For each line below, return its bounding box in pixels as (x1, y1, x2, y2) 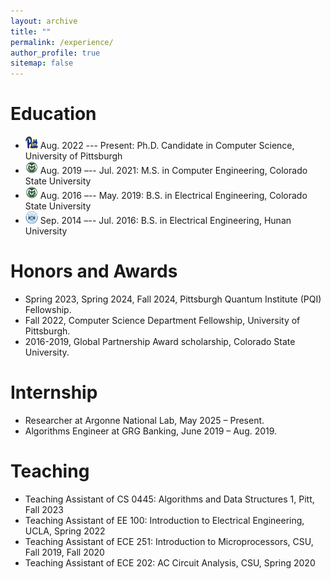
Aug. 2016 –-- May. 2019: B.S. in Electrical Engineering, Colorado (39, 190, 308, 202)
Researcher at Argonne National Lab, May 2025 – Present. (24, 414, 265, 426)
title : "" (10, 26, 52, 37)
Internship (10, 381, 98, 404)
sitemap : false (10, 58, 74, 69)
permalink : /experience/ (10, 37, 114, 47)
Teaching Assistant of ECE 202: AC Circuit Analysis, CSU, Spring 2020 (24, 556, 316, 569)
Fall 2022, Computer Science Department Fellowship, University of (24, 315, 301, 326)
